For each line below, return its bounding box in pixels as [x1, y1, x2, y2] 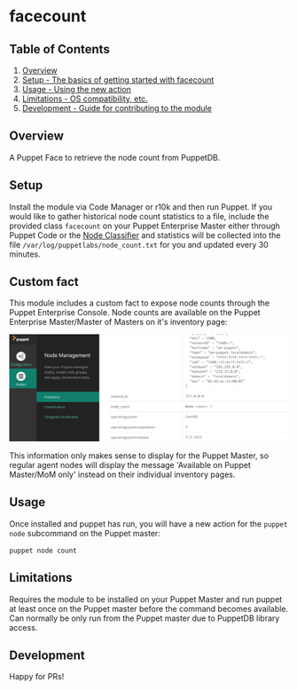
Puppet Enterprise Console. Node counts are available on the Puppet [9, 307, 261, 318]
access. [9, 622, 38, 632]
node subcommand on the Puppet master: [9, 527, 161, 538]
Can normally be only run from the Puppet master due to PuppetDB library [9, 613, 280, 623]
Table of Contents [9, 42, 111, 57]
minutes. [9, 249, 42, 259]
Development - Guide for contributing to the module [21, 103, 213, 113]
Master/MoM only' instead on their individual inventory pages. [9, 469, 236, 480]
